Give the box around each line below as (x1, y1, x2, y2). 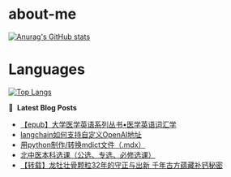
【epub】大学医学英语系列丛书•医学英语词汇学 (19, 119, 177, 129)
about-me (8, 5, 77, 24)
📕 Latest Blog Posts (8, 102, 77, 112)
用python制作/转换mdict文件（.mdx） (19, 140, 146, 149)
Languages (8, 60, 85, 79)
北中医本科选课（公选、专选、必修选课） (19, 149, 156, 159)
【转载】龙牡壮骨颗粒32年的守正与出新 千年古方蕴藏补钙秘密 (19, 160, 223, 170)
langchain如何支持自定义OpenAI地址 (19, 129, 142, 139)
